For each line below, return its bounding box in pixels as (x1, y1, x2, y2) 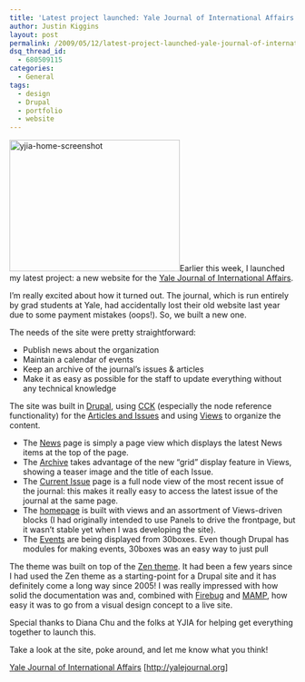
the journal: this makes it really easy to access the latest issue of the (22, 486, 279, 497)
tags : (9, 81, 30, 90)
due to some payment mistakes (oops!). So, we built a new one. (9, 309, 247, 320)
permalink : (9, 38, 51, 48)
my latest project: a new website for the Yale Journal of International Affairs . (9, 273, 293, 284)
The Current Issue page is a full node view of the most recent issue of (22, 476, 284, 487)
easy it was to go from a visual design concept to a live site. (9, 599, 233, 610)
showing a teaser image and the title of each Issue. (22, 466, 214, 477)
